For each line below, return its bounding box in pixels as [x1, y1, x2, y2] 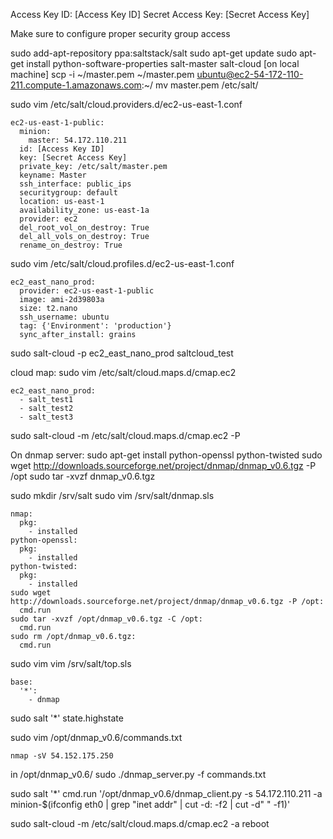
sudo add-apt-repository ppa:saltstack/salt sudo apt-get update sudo [10, 47, 298, 59]
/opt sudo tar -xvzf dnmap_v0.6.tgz [10, 470, 156, 482]
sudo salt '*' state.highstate [10, 712, 124, 724]
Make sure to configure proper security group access [10, 28, 231, 39]
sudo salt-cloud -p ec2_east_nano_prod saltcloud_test [10, 347, 234, 359]
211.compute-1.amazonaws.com [10, 79, 142, 91]
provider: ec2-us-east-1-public [19, 286, 155, 296]
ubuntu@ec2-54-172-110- [196, 69, 304, 80]
